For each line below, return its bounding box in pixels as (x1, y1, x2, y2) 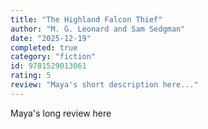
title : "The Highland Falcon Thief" (10, 14, 163, 25)
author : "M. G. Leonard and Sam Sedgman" (10, 24, 186, 34)
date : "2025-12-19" (10, 33, 92, 43)
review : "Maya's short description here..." (10, 80, 199, 90)
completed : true (10, 42, 78, 53)
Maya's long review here (10, 107, 112, 119)
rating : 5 (10, 71, 52, 81)
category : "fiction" (10, 52, 97, 62)
